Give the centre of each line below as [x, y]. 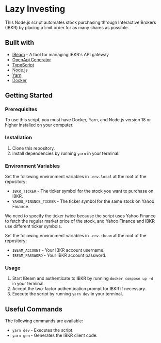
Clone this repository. [33, 148]
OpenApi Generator [32, 60]
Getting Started [29, 96]
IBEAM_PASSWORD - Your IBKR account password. [59, 255]
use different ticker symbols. [33, 226]
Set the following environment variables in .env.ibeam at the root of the [76, 236]
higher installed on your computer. [39, 125]
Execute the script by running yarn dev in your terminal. [67, 294]
